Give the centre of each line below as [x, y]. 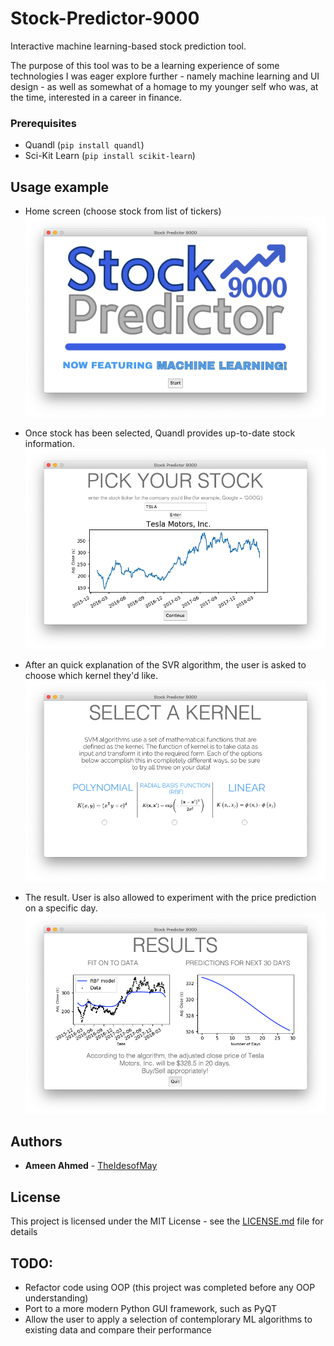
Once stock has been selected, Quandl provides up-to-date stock [160, 433]
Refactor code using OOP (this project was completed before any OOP [170, 1288]
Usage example [60, 187]
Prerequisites [43, 123]
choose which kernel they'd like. [91, 676]
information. [49, 443]
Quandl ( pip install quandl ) [84, 145]
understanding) [56, 1298]
